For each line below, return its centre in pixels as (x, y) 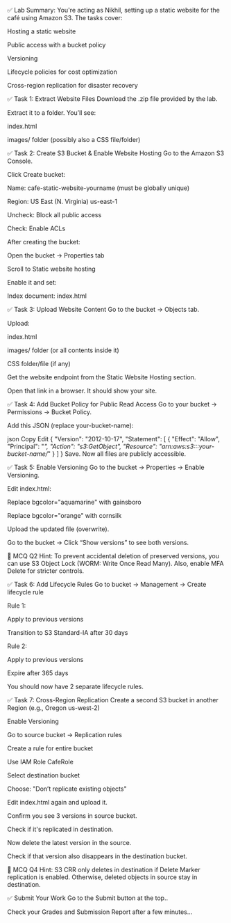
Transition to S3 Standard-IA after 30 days (68, 632)
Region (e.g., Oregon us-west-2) (54, 708)
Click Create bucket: (36, 174)
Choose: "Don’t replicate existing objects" (67, 789)
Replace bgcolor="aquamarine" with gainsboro (75, 502)
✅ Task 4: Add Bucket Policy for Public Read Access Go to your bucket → (112, 404)
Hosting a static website (42, 31)
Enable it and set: (32, 282)
